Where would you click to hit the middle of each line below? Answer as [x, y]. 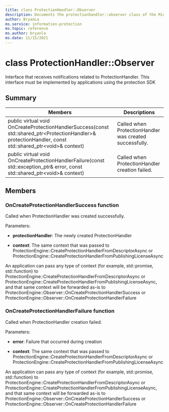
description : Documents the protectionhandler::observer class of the [81, 15]
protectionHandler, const [37, 140]
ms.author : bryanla [26, 33]
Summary [21, 98]
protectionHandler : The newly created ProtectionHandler [72, 236]
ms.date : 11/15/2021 [27, 38]
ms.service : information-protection [44, 24]
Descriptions [139, 112]
